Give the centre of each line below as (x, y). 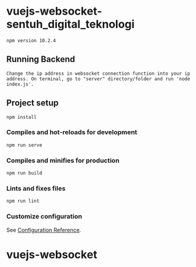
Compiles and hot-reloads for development (72, 132)
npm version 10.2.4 (31, 40)
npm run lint (23, 201)
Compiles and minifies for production (63, 160)
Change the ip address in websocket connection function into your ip (98, 73)
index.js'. (20, 84)
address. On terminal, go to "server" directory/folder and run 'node (98, 79)
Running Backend (41, 59)
